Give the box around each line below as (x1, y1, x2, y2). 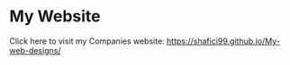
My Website (9, 6, 101, 27)
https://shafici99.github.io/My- (166, 36, 281, 46)
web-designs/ (9, 45, 61, 55)
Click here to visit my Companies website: (9, 36, 165, 46)
